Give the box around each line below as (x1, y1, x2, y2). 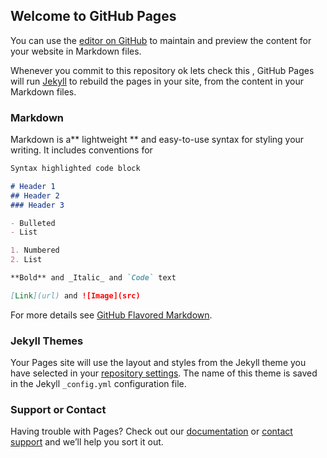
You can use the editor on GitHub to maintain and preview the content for (10, 34, 312, 46)
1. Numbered (10, 245, 60, 256)
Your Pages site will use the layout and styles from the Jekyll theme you (10, 357, 307, 369)
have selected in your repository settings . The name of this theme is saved (10, 367, 318, 379)
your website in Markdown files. (10, 45, 142, 57)
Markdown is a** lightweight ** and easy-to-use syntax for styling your (10, 134, 305, 146)
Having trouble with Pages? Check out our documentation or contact (10, 425, 293, 438)
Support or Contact (10, 403, 107, 417)
